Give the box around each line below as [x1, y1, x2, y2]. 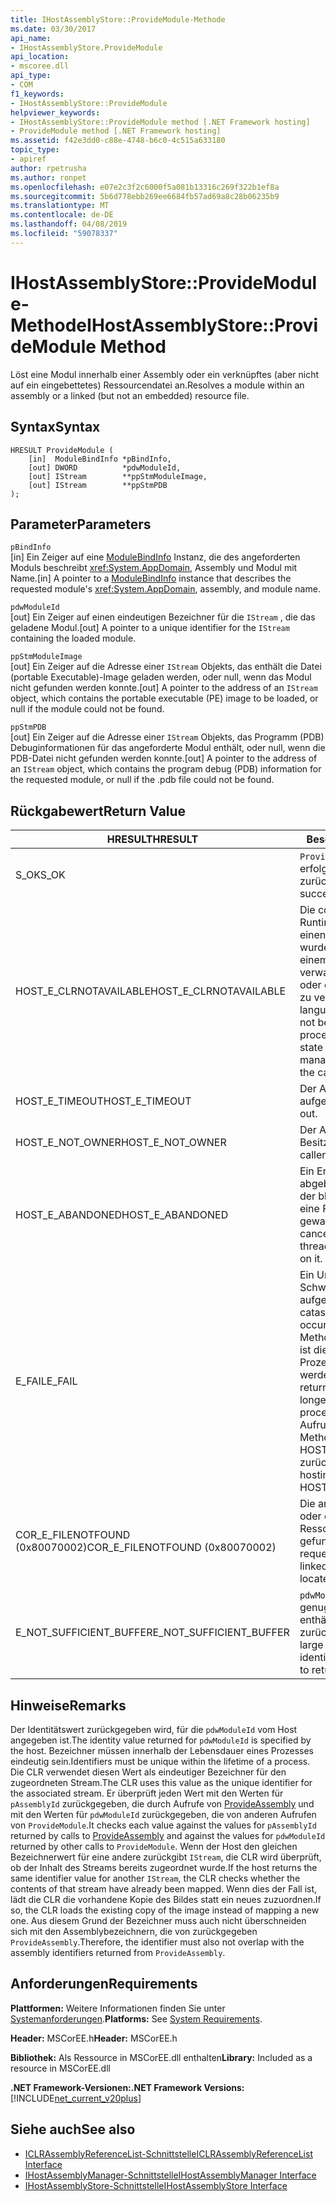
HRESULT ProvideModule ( [10, 445, 114, 455]
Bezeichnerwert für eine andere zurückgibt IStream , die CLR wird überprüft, [10, 1851, 322, 1863]
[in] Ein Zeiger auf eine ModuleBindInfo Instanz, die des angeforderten [10, 551, 301, 563]
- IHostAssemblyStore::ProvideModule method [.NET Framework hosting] [10, 117, 311, 127]
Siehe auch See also [10, 2121, 136, 2138]
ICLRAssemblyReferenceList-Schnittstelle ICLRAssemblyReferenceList [24, 2147, 313, 2160]
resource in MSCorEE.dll [10, 2062, 111, 2074]
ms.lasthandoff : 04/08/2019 [10, 219, 128, 230]
